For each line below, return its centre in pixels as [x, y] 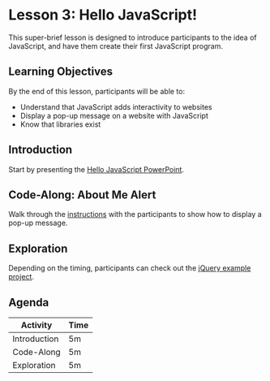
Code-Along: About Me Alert [82, 195]
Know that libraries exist [60, 124]
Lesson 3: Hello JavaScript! [103, 15]
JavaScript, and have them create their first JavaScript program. [116, 45]
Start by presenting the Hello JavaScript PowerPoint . [96, 169]
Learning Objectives [61, 72]
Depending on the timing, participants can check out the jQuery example [130, 268]
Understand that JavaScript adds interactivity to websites [116, 106]
